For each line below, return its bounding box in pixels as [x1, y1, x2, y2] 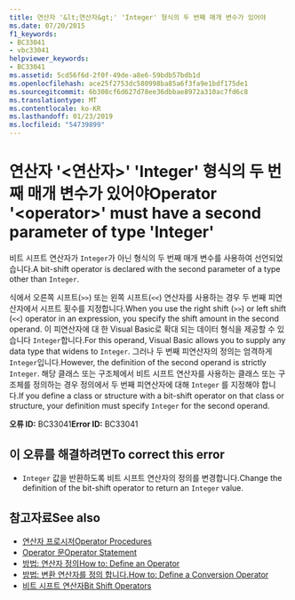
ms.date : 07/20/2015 [9, 21, 86, 30]
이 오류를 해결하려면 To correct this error [9, 447, 225, 462]
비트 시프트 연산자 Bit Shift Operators [21, 580, 152, 591]
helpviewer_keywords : [9, 54, 90, 63]
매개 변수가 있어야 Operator [27, 184, 218, 204]
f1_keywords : [9, 29, 58, 38]
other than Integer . [9, 273, 80, 284]
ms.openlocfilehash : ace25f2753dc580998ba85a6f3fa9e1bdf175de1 [9, 79, 249, 88]
